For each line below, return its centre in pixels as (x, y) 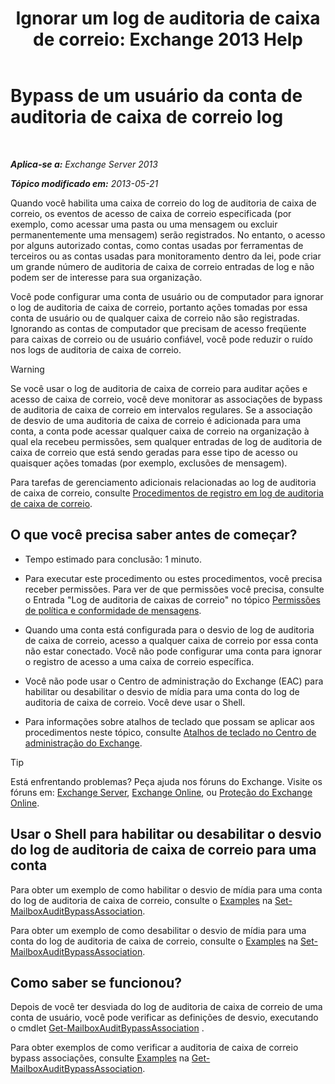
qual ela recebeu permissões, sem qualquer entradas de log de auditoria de (166, 441)
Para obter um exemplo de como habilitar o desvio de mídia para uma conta (166, 889)
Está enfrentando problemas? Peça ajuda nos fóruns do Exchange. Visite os (166, 781)
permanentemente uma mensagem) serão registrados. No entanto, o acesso (168, 234)
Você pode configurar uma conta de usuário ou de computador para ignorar (167, 296)
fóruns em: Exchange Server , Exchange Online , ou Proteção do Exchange (161, 792)
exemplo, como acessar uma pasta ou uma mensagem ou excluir (144, 224)
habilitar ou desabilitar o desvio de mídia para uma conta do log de (162, 691)
